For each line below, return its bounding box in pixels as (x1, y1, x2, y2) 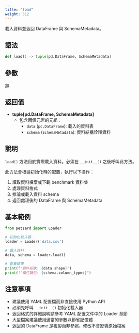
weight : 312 (5, 12, 29, 16)
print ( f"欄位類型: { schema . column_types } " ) (5, 270, 91, 275)
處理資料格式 (12, 185, 38, 191)
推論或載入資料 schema (12, 191, 59, 197)
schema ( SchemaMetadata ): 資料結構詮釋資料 (26, 129, 111, 135)
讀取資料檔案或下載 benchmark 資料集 (12, 179, 89, 185)
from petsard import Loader (5, 226, 62, 231)
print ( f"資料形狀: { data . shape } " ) (5, 266, 72, 270)
